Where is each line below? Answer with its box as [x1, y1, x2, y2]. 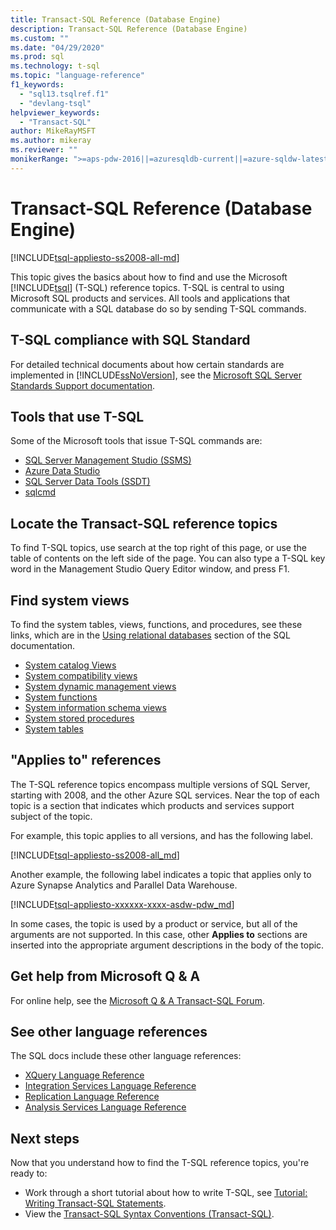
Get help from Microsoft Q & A [10, 968, 201, 985]
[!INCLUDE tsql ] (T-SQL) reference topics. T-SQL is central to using [10, 281, 285, 293]
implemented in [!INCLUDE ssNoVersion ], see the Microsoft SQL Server [10, 369, 302, 381]
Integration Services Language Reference [24, 1080, 197, 1092]
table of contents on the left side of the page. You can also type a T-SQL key [10, 552, 326, 565]
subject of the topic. [10, 810, 93, 822]
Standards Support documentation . [10, 379, 156, 391]
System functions [24, 691, 98, 703]
